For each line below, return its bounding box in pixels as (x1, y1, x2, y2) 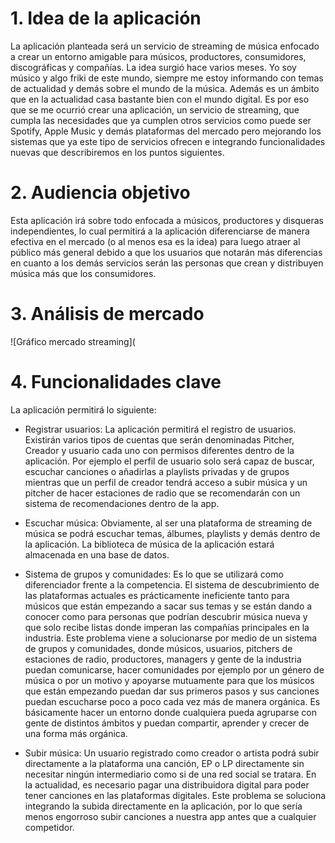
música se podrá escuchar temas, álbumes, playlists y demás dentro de (24, 527, 321, 539)
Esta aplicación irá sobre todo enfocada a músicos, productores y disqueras (10, 214, 324, 226)
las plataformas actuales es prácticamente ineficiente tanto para (24, 589, 290, 601)
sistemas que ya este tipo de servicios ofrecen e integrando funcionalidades (10, 135, 326, 147)
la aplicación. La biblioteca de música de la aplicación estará (24, 538, 275, 550)
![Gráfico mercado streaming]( (10, 335, 136, 347)
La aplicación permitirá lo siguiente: (10, 403, 157, 416)
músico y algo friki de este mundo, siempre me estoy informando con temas (10, 72, 324, 84)
